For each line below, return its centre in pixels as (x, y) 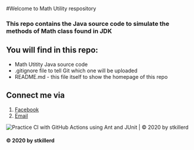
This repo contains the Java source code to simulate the (88, 24)
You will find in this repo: (52, 50)
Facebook (27, 109)
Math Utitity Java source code (51, 64)
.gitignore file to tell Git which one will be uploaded (76, 71)
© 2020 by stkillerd (30, 141)
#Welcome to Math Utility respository (51, 9)
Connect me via (36, 96)
